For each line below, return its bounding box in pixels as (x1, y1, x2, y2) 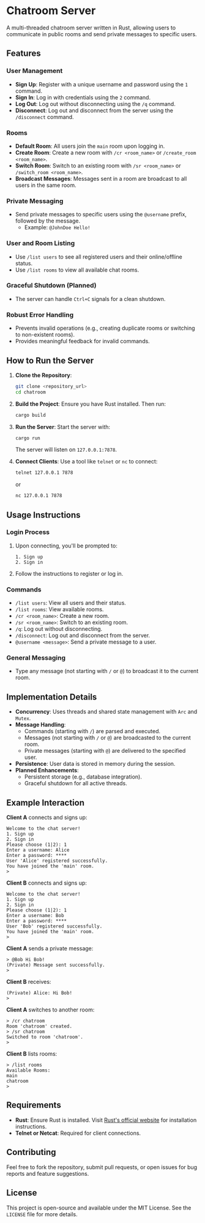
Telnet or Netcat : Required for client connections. (15, 1129, 141, 1137)
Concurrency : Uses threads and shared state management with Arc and (15, 708, 198, 715)
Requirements (6, 1100, 61, 1110)
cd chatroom (15, 389, 46, 395)
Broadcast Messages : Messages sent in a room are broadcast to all (15, 175, 187, 182)
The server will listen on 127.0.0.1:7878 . (15, 446, 117, 454)
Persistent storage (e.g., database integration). (24, 773, 143, 780)
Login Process (6, 528, 50, 536)
